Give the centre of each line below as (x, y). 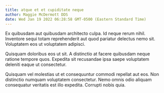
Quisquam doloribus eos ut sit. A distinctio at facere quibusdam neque (77, 54)
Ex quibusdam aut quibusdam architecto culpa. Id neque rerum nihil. (75, 34)
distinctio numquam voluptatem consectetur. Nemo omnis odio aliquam (78, 80)
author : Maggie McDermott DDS (37, 15)
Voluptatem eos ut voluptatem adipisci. (45, 44)
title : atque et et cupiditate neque (44, 10)
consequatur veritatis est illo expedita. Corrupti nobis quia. (65, 85)
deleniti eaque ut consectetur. (36, 65)
